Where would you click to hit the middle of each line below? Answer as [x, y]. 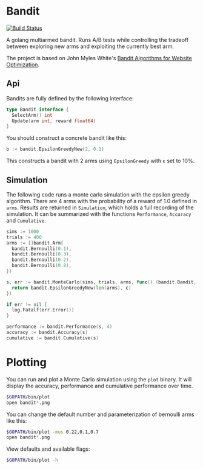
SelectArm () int [32, 115]
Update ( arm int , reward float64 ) [54, 121]
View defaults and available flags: [48, 449]
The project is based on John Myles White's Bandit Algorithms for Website [99, 58]
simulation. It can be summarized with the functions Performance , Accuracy [99, 214]
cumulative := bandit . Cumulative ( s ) [52, 338]
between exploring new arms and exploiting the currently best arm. [90, 46]
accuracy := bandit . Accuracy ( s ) [47, 333]
